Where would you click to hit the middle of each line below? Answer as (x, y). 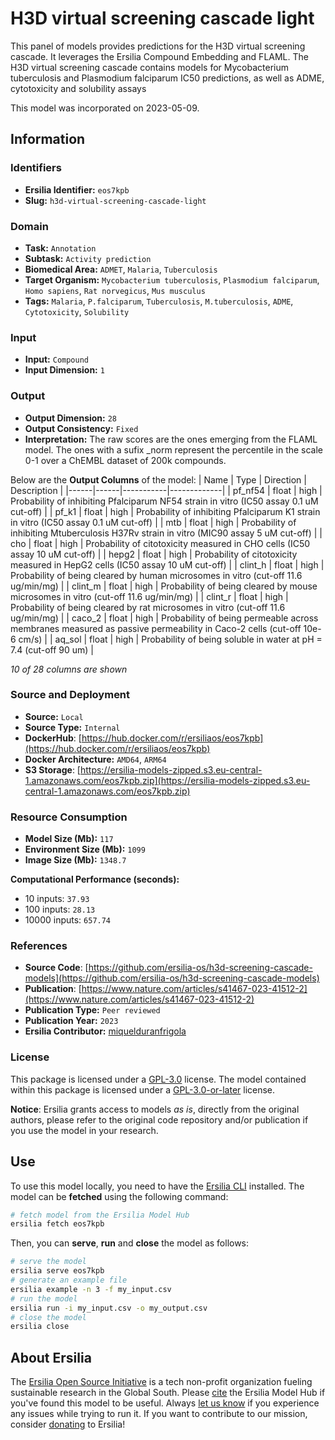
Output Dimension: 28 (71, 418)
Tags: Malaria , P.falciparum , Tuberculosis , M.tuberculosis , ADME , (159, 301)
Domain (29, 226)
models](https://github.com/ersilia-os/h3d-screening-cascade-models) (172, 978)
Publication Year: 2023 (71, 1021)
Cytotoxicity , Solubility (77, 311)
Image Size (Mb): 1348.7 (75, 860)
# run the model (44, 1298)
